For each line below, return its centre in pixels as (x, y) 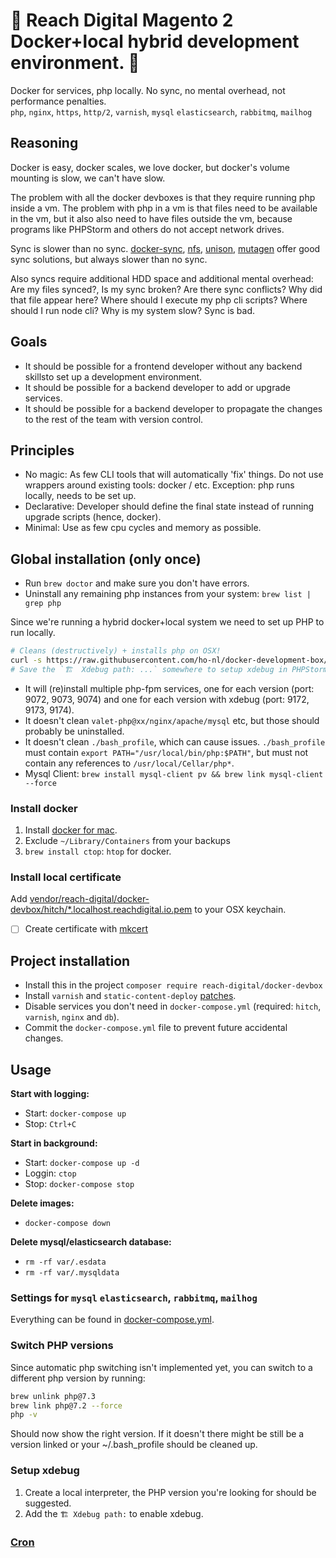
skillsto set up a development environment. (113, 376)
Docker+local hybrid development (155, 41)
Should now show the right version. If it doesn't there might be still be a (157, 1434)
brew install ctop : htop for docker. (98, 851)
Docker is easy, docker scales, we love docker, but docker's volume (150, 167)
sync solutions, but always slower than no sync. (109, 259)
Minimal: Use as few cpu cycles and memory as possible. (143, 528)
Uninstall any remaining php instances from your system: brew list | (168, 594)
